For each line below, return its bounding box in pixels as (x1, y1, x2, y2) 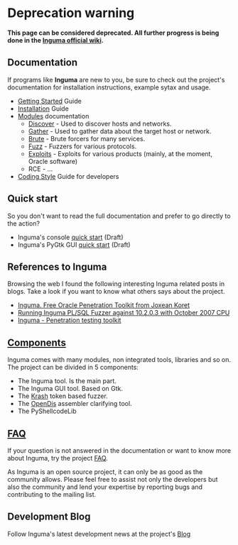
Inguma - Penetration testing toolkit (17, 316, 121, 324)
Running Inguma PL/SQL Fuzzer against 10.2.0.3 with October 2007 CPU (17, 309, 230, 317)
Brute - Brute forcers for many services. (28, 134, 146, 143)
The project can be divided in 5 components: (7, 363, 139, 372)
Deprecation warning (7, 5, 135, 21)
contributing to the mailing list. (7, 490, 97, 498)
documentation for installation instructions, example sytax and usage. (7, 83, 211, 92)
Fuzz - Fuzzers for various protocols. (28, 142, 137, 150)
